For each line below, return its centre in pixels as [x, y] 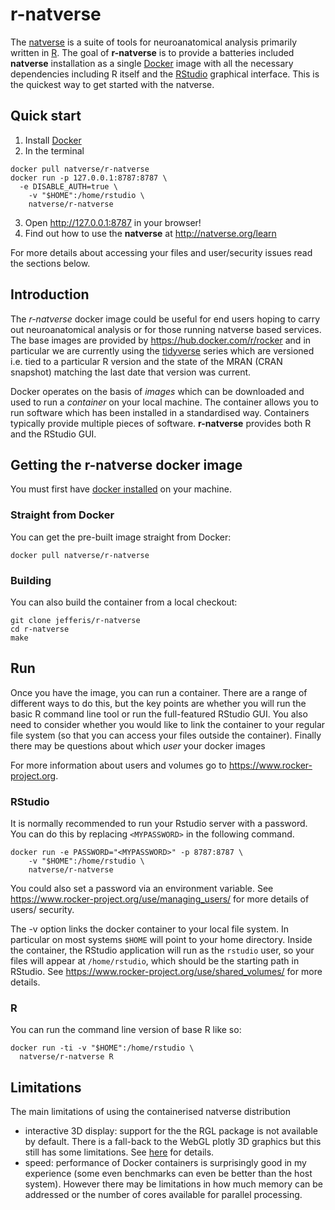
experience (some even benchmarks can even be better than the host [168, 1174]
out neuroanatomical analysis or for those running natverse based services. [166, 329]
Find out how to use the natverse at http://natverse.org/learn [150, 233]
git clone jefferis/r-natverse [75, 620]
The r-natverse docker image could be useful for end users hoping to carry [165, 319]
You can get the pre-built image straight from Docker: [121, 537]
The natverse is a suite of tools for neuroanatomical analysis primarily [154, 42]
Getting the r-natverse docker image [126, 464]
